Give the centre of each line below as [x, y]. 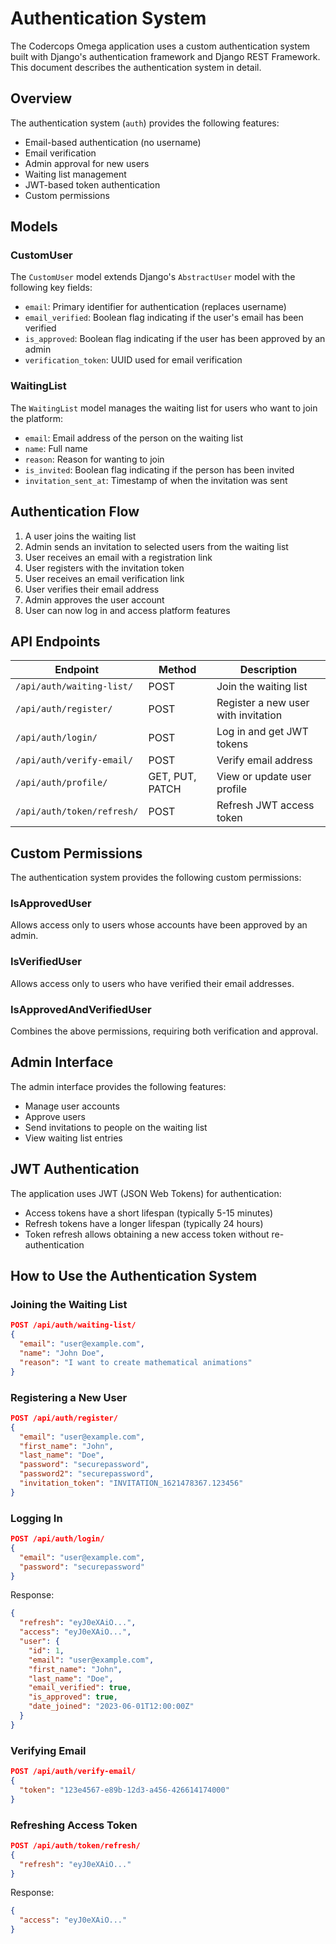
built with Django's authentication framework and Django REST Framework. [165, 56]
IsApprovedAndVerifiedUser [81, 1009]
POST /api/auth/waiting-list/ [73, 1325]
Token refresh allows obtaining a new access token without [147, 1234]
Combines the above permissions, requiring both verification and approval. [164, 1031]
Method [177, 670]
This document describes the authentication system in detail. [136, 67]
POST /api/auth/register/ [64, 1418]
